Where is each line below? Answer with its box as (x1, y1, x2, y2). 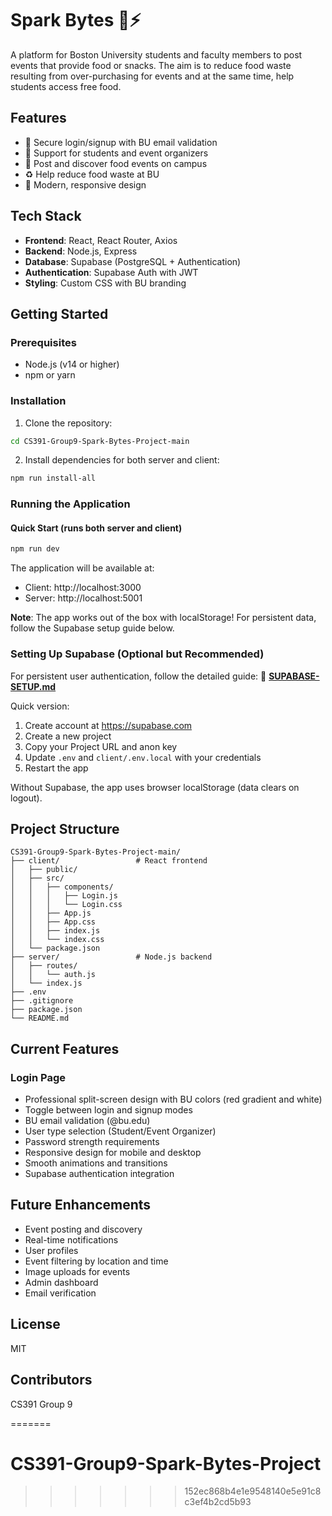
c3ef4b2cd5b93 (184, 1496, 252, 1508)
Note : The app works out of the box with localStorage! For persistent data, (10, 612, 317, 624)
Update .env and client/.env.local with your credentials (24, 751, 262, 763)
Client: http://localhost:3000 (24, 582, 142, 594)
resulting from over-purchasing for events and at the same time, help (10, 70, 295, 82)
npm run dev (10, 544, 60, 554)
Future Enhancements (10, 1197, 152, 1214)
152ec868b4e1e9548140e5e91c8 (184, 1485, 322, 1497)
